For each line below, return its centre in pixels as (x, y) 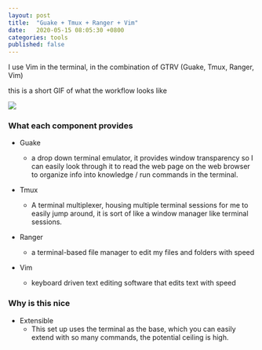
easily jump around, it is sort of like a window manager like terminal (140, 214)
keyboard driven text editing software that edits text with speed (134, 283)
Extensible (36, 320)
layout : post (29, 15)
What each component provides (71, 126)
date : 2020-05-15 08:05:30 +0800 (66, 30)
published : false (36, 45)
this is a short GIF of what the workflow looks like (87, 90)
